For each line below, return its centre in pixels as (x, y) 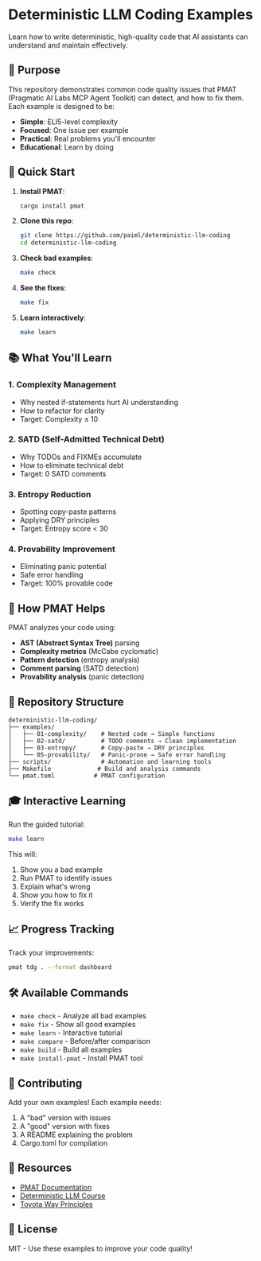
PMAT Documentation (56, 1187)
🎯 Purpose (35, 70)
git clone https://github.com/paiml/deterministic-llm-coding (125, 235)
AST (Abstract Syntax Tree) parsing (80, 643)
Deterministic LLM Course (62, 1196)
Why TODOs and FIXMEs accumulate (81, 457)
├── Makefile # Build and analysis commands (105, 769)
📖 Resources (40, 1168)
